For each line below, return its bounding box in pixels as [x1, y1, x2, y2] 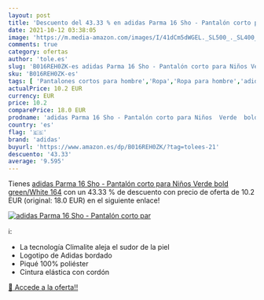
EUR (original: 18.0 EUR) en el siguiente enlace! [8, 196, 160, 205]
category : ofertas [8, 48, 68, 56]
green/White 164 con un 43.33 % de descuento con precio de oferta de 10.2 [8, 188, 255, 197]
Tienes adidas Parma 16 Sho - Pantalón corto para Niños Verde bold [8, 179, 229, 188]
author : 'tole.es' [8, 56, 68, 64]
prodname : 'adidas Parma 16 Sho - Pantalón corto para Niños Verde [8, 114, 237, 122]
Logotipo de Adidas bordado [19, 251, 112, 260]
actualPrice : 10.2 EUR [8, 84, 82, 93]
